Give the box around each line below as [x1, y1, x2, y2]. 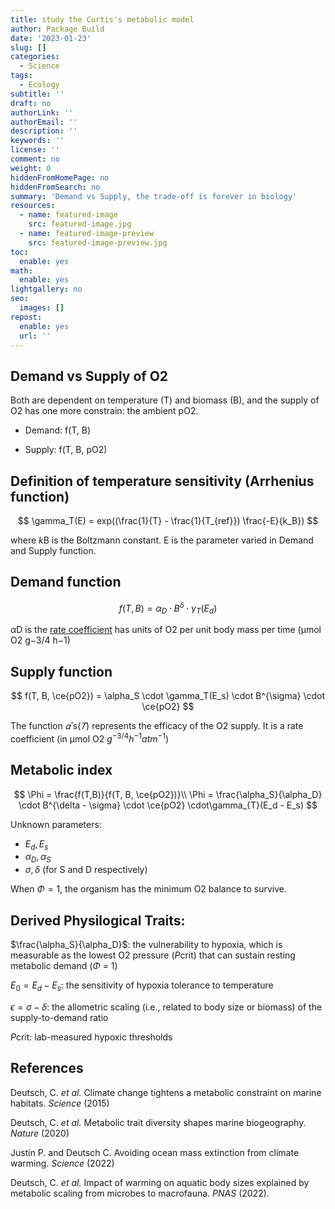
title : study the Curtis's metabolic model [10, 14, 195, 25]
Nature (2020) [10, 1127, 70, 1139]
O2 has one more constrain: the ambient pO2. [10, 405, 199, 417]
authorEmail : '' [10, 117, 78, 127]
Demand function [10, 574, 122, 591]
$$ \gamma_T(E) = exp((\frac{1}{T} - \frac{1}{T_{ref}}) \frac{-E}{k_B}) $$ [17, 515, 319, 526]
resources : [10, 201, 56, 211]
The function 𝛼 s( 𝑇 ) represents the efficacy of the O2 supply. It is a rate [10, 720, 304, 732]
